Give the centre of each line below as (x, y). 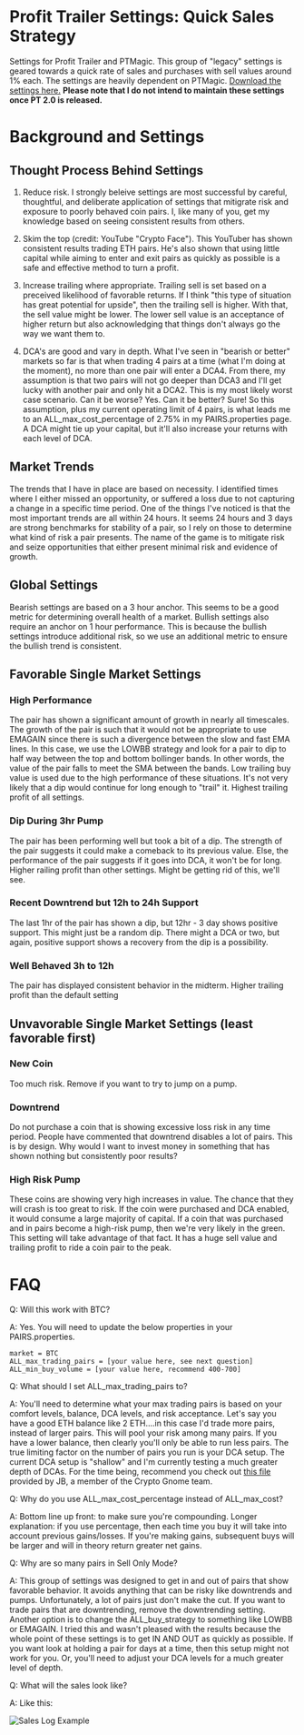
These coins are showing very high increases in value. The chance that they (152, 1199)
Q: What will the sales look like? (69, 1686)
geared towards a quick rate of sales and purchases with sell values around (151, 71)
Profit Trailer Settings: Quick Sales (142, 17)
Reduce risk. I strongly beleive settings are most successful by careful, (155, 192)
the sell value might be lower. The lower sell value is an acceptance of (153, 314)
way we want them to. (64, 333)
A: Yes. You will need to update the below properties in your (121, 1327)
